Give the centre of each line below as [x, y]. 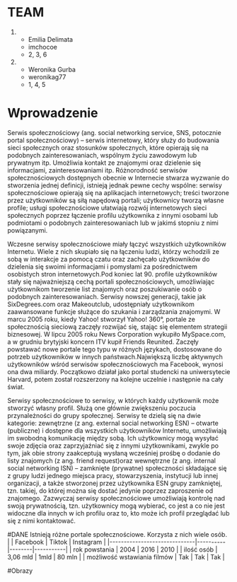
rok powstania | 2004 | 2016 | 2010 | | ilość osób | [145, 549]
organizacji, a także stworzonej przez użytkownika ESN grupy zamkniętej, [115, 483]
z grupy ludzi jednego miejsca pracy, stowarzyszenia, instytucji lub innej [112, 475]
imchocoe [43, 47]
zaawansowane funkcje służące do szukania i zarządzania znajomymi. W [114, 311]
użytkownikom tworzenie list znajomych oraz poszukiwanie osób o [105, 289]
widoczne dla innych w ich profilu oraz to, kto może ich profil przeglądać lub [118, 513]
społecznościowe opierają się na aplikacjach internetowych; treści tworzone [118, 192]
